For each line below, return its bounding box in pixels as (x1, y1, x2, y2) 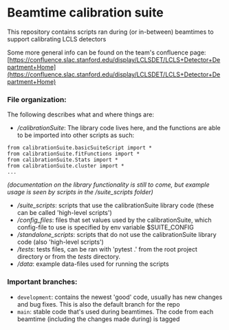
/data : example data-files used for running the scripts (17, 260, 170, 268)
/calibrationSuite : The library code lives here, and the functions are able (17, 124, 221, 132)
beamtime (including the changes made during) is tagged (17, 315, 180, 323)
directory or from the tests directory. (17, 253, 120, 261)
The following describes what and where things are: (7, 110, 155, 118)
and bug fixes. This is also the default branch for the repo (17, 300, 180, 308)
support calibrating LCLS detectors (7, 34, 107, 43)
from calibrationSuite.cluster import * (7, 163, 125, 169)
